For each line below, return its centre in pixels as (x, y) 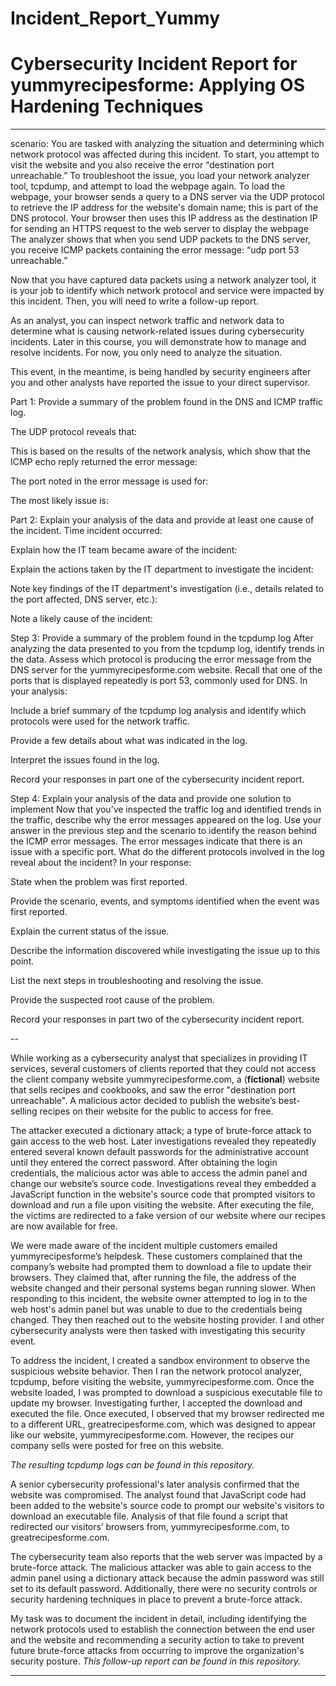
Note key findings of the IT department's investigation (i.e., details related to (167, 589)
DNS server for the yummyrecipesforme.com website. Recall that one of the (166, 670)
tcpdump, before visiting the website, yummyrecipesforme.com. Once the (162, 1382)
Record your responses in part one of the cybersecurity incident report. (157, 779)
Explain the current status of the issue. (90, 931)
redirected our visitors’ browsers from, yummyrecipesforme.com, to (150, 1527)
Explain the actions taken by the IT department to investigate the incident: (162, 569)
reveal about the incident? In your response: (101, 863)
